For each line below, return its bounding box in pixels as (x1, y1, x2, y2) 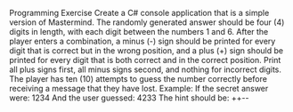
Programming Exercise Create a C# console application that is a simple (9, 8, 270, 18)
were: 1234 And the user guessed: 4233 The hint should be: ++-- (9, 92, 249, 103)
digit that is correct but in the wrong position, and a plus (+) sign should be (9, 45, 283, 56)
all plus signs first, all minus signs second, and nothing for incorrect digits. (9, 64, 282, 75)
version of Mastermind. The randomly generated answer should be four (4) (9, 17, 285, 28)
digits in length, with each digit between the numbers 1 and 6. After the (9, 27, 269, 36)
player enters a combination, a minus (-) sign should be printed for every (9, 36, 276, 46)
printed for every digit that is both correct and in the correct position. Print (9, 55, 281, 65)
